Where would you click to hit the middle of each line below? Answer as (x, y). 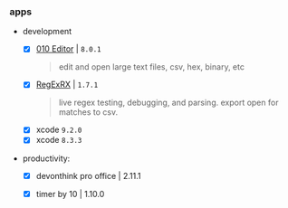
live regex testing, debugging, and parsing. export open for (168, 103)
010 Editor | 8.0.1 (68, 49)
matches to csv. (88, 112)
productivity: (46, 158)
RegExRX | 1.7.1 (67, 85)
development (47, 32)
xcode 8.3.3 (59, 140)
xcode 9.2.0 (59, 130)
